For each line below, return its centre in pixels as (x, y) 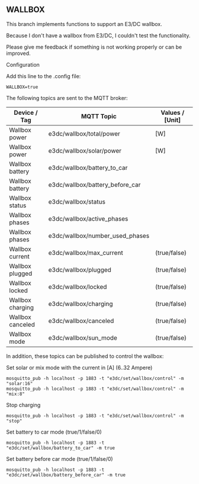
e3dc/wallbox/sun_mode (83, 338)
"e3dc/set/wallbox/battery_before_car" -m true (66, 475)
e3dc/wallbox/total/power (84, 134)
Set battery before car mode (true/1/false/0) (60, 459)
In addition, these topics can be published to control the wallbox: (85, 356)
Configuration (23, 64)
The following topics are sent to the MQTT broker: (67, 98)
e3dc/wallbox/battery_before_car (94, 185)
